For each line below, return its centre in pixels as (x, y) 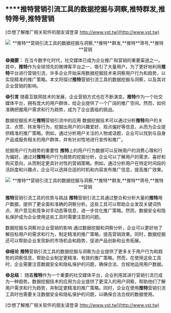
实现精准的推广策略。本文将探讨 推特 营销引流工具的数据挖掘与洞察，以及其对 (85, 79)
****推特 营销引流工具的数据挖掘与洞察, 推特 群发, (82, 9)
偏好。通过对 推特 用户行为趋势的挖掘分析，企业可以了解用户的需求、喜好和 (88, 156)
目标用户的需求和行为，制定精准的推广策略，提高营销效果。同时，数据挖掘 (88, 234)
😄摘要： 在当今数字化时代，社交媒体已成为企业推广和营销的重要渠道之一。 (84, 60)
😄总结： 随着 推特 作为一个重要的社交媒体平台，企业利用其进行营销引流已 (82, 275)
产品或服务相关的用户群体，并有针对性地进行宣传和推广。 (65, 139)
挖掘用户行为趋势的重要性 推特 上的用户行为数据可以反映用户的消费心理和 (82, 150)
